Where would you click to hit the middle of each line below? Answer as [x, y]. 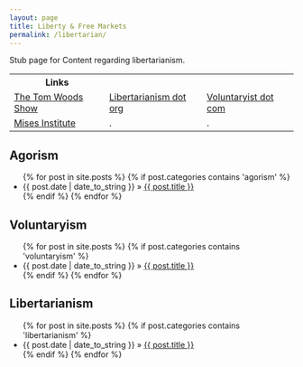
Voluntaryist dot [240, 98]
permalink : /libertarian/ [58, 34]
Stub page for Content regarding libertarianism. [97, 61]
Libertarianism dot [147, 98]
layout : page [34, 18]
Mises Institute [45, 123]
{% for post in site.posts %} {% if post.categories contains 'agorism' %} [156, 177]
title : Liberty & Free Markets [68, 26]
